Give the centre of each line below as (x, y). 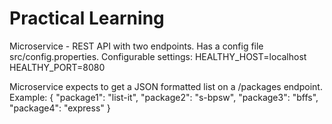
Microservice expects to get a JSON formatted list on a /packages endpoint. (166, 86)
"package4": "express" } (60, 108)
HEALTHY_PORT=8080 (57, 67)
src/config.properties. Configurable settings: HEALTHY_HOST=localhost (158, 56)
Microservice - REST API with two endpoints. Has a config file (136, 46)
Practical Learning (87, 18)
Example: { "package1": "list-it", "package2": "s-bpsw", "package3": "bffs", (164, 97)
